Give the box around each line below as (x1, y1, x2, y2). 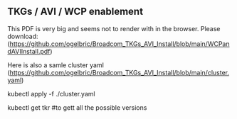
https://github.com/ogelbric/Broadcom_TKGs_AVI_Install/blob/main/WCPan (9, 39, 230, 48)
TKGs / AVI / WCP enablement (7, 6, 144, 18)
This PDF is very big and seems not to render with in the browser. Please (7, 24, 221, 33)
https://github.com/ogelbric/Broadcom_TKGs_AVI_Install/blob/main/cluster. (9, 68, 230, 76)
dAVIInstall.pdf (7, 47, 51, 55)
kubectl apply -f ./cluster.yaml (7, 89, 95, 98)
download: (7, 32, 38, 40)
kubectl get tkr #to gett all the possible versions (7, 103, 147, 112)
